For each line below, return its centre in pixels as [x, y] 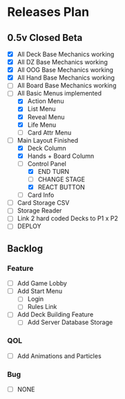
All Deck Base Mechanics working [66, 54]
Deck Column [47, 148]
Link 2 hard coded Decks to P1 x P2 [68, 218]
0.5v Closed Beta [45, 38]
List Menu [42, 109]
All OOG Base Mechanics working [65, 70]
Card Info [41, 195]
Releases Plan [48, 12]
